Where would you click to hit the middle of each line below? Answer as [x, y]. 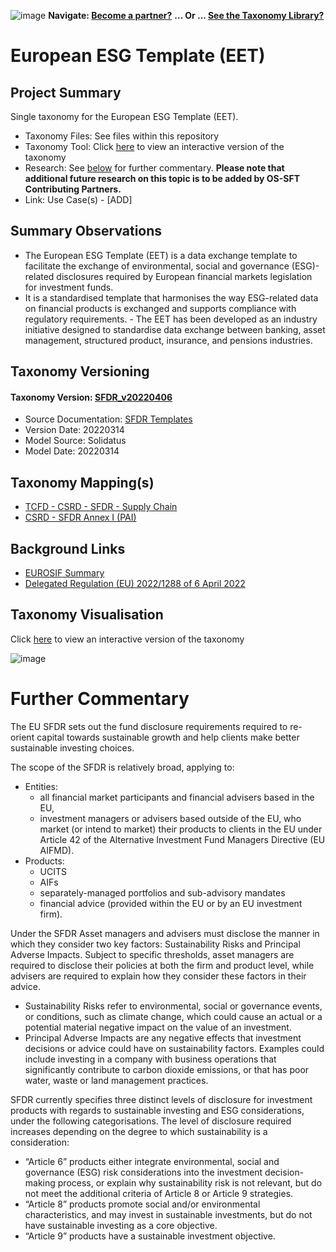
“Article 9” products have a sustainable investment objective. [150, 1236]
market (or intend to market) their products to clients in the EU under [181, 829]
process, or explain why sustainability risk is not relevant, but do [190, 1182]
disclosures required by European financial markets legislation [184, 276]
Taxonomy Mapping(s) [82, 482]
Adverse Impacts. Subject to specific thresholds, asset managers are [152, 954]
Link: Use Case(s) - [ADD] [78, 199]
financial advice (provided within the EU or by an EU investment [171, 903]
